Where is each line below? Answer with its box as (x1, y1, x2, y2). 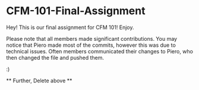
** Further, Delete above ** (6, 77, 72, 84)
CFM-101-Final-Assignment (6, 4, 146, 18)
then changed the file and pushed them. (6, 54, 105, 61)
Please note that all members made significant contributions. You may (6, 35, 177, 42)
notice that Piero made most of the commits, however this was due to (6, 41, 176, 49)
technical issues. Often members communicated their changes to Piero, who (6, 47, 193, 54)
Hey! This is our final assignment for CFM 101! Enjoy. (6, 24, 135, 31)
